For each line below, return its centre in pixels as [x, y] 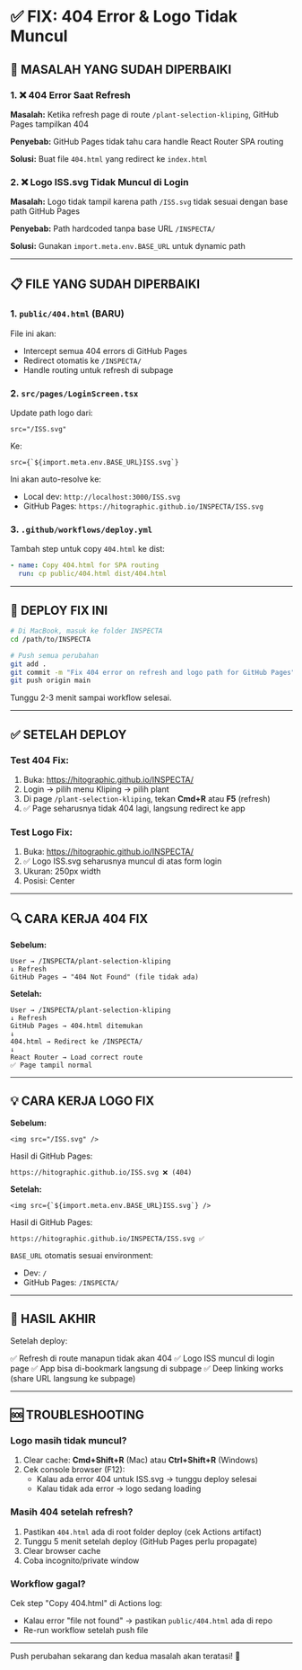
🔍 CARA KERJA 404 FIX [79, 919]
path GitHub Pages [45, 211]
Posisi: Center [49, 881]
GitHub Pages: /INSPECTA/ [71, 1282]
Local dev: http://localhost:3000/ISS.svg [102, 497]
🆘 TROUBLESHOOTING [77, 1415]
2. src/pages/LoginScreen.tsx [74, 393]
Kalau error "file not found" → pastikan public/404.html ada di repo [147, 1621]
